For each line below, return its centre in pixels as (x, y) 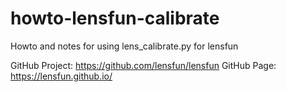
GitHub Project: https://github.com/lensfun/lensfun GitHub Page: (143, 65)
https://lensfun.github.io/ (61, 76)
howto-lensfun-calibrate (115, 18)
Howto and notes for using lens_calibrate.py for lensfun (124, 46)
